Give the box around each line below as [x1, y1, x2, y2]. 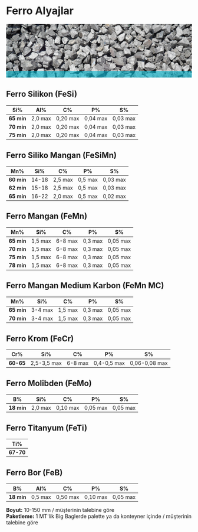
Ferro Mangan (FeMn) [6, 211, 87, 221]
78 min [8, 262, 27, 269]
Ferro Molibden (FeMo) [6, 378, 93, 388]
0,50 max [55, 493, 80, 500]
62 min [8, 184, 27, 191]
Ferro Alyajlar [6, 4, 74, 18]
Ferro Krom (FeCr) [6, 334, 74, 344]
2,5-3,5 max [30, 359, 62, 367]
